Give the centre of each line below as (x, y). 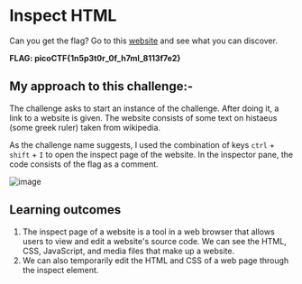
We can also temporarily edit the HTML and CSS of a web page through (156, 260)
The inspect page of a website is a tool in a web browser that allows (148, 232)
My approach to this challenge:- (101, 87)
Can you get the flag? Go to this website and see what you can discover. (143, 41)
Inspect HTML (63, 16)
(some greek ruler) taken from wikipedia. (85, 127)
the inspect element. (60, 270)
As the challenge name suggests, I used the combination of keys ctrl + (142, 144)
